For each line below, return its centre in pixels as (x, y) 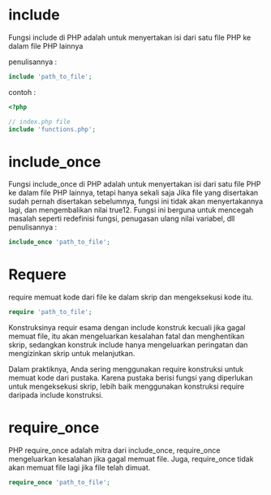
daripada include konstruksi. (56, 395)
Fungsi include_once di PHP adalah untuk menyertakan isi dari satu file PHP (135, 184)
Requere (37, 275)
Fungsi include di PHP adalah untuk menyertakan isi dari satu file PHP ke (130, 37)
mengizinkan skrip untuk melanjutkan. (72, 354)
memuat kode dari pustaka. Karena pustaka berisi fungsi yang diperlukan (131, 378)
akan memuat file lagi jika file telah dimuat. (80, 467)
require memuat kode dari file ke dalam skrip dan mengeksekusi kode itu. (131, 297)
